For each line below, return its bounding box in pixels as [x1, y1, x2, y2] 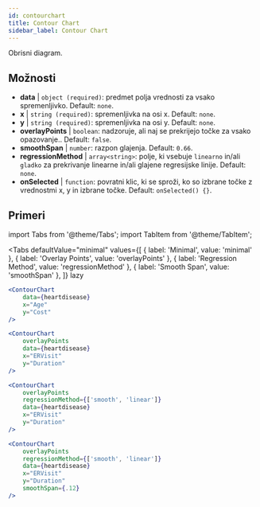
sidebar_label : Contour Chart [8, 26, 109, 34]
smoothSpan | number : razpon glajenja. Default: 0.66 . [19, 143, 193, 153]
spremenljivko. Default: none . [19, 101, 114, 111]
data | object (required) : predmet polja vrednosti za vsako [19, 92, 215, 102]
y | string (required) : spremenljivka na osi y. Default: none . [19, 118, 216, 127]
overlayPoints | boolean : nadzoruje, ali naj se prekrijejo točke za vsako [19, 127, 251, 136]
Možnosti [8, 71, 56, 84]
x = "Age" [22, 300, 48, 309]
